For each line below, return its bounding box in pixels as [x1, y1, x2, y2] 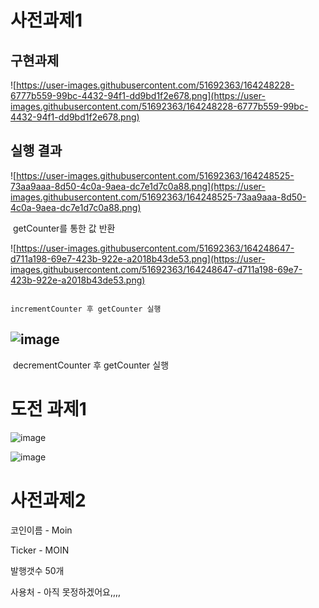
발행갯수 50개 [10, 564, 65, 576]
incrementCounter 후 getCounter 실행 [10, 304, 162, 314]
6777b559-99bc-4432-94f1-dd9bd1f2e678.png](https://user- [10, 90, 266, 101]
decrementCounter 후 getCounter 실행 [12, 359, 170, 371]
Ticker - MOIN [10, 544, 70, 556]
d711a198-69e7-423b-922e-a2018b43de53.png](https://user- [10, 252, 266, 265]
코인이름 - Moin [10, 524, 73, 536]
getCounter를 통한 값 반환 [12, 222, 116, 234]
